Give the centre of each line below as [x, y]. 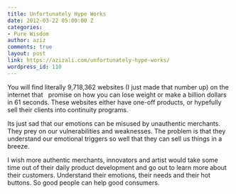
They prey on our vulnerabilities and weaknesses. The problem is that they [117, 131]
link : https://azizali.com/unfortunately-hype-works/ [89, 60]
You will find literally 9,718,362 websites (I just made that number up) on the [118, 87]
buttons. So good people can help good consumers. [84, 183]
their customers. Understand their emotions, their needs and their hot [109, 175]
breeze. [18, 146]
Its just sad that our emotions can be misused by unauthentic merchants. [114, 123]
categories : [25, 27]
